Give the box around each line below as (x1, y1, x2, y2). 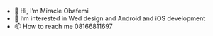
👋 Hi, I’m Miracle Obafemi (13, 7, 89, 15)
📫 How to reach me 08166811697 (13, 22, 113, 30)
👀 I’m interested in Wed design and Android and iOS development (13, 14, 206, 23)
